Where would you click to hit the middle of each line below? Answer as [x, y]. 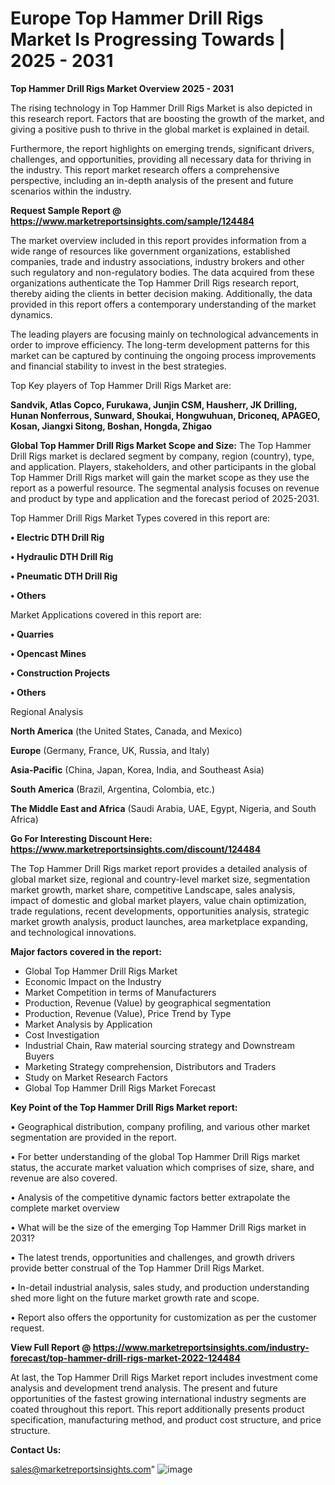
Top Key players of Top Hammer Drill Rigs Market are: [121, 385]
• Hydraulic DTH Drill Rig [62, 556]
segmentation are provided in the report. [93, 1137]
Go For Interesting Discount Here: [81, 838]
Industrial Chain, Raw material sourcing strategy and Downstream [159, 1045]
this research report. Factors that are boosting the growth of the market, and [167, 118]
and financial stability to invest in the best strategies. [118, 366]
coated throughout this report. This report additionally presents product [157, 1409]
